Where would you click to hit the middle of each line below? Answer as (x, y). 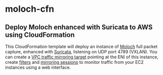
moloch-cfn (30, 9)
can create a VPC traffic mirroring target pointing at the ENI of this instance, (82, 57)
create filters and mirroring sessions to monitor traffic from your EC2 (74, 62)
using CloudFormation (40, 35)
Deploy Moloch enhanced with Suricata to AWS (79, 27)
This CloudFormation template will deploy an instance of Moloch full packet (81, 47)
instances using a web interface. (38, 67)
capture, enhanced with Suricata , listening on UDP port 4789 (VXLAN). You (81, 52)
